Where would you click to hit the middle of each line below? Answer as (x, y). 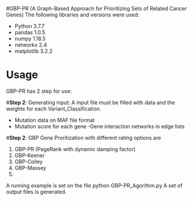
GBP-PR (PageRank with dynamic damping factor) (75, 149)
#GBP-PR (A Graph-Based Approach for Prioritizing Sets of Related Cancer (97, 9)
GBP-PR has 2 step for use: (39, 91)
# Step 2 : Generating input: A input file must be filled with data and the (91, 102)
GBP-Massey (31, 168)
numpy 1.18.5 (30, 38)
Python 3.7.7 (30, 26)
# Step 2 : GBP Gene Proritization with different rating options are (84, 138)
